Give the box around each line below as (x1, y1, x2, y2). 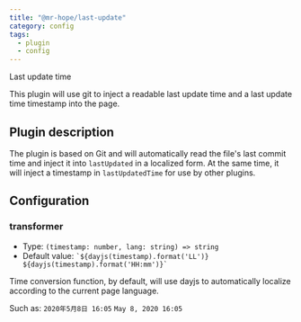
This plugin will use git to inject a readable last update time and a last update (9, 89, 293, 100)
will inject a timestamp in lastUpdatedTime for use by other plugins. (9, 167, 256, 178)
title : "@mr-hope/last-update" (9, 13, 127, 22)
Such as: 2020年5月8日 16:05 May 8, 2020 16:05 (9, 302, 182, 313)
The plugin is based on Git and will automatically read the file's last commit (9, 148, 287, 158)
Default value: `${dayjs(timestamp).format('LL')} (22, 250, 209, 261)
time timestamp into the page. (9, 98, 120, 109)
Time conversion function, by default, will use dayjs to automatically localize (9, 275, 291, 286)
